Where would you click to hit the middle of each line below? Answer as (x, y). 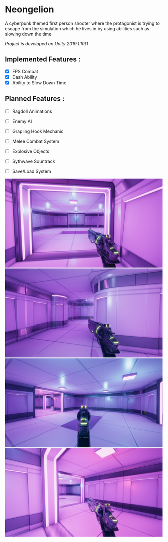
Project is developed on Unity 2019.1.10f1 (47, 43)
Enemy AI (22, 121)
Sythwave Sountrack (34, 161)
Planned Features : (35, 99)
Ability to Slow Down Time (39, 83)
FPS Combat (25, 71)
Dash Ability (25, 77)
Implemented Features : (43, 60)
